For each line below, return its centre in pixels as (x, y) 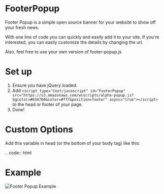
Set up (18, 72)
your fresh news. (22, 27)
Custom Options (39, 130)
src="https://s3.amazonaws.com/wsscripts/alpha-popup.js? (73, 95)
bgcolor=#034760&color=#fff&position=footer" (60, 99)
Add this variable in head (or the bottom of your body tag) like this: (73, 143)
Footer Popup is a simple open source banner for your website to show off (81, 22)
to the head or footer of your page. (47, 104)
